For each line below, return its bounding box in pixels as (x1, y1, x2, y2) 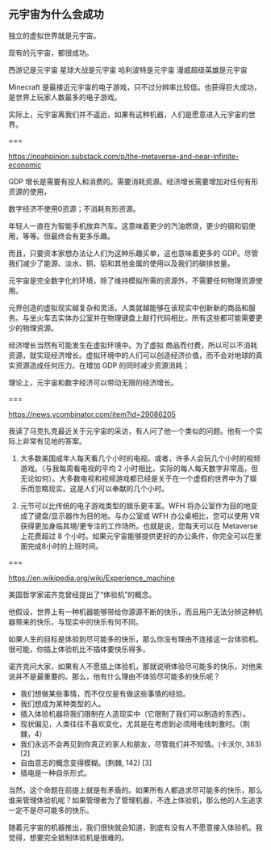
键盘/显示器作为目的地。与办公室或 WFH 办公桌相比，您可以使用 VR (34, 511, 260, 520)
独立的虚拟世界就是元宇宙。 (8, 31, 101, 40)
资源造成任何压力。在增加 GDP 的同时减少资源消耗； (15, 360, 190, 370)
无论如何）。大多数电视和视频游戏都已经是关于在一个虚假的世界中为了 (19, 473, 250, 483)
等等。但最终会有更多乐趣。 (22, 231, 115, 241)
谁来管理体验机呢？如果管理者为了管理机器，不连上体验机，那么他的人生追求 (8, 795, 263, 805)
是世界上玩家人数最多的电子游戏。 (8, 92, 122, 102)
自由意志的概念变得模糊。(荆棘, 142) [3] (19, 758, 152, 768)
